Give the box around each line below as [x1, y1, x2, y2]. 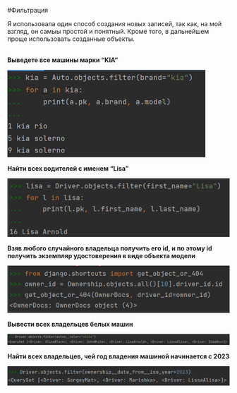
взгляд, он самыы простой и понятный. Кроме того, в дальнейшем [7, 28, 209, 35]
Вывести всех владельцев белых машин [7, 320, 133, 329]
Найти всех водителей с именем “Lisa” [7, 164, 129, 172]
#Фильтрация [7, 6, 49, 14]
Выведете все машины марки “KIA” [7, 56, 119, 64]
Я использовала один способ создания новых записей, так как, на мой [7, 20, 222, 28]
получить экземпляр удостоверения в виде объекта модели [7, 251, 196, 260]
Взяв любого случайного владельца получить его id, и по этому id [7, 243, 213, 253]
